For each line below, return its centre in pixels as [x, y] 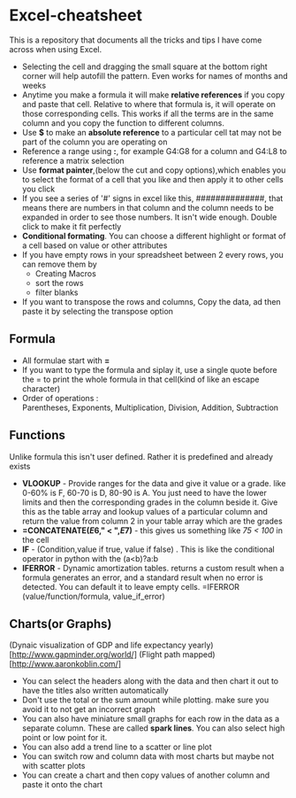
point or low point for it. [65, 738]
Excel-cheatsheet [76, 15]
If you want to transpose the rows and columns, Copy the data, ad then [151, 301]
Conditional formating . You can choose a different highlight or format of [154, 236]
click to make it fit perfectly [72, 226]
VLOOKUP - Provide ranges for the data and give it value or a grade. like [154, 483]
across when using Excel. [56, 49]
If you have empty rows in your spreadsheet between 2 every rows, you [153, 254]
